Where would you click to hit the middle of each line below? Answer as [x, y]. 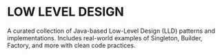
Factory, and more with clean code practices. [71, 45]
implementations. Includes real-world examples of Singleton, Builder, [105, 38]
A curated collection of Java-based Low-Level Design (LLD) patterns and [111, 31]
